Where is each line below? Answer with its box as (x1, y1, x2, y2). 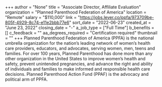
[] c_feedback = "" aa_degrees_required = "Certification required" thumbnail (5, 30, 158, 35)
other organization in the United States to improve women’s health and (5, 56, 146, 61)
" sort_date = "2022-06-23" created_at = (69, 19, 151, 25)
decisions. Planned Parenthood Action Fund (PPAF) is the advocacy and (5, 71, 149, 77)
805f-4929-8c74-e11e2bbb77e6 (5, 19, 69, 25)
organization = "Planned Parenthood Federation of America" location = (5, 9, 147, 15)
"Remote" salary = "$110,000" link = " (5, 15, 80, 20)
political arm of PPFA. (5, 76, 48, 82)
